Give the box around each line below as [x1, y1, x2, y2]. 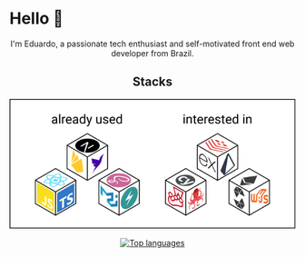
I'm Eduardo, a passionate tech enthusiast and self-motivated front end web [10, 38, 295, 49]
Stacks [132, 74, 173, 90]
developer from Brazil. [111, 47, 194, 58]
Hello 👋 [9, 8, 64, 29]
